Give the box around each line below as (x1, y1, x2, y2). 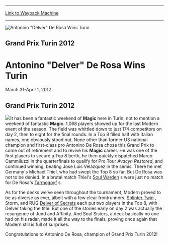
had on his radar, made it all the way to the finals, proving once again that (5, 216, 157, 222)
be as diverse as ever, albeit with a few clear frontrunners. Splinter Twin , (5, 195, 156, 201)
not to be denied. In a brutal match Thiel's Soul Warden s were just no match (5, 174, 163, 180)
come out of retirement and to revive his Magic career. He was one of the (5, 147, 157, 154)
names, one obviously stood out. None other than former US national (5, 137, 148, 143)
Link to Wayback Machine (5, 10, 59, 16)
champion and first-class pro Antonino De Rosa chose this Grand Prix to (5, 142, 154, 148)
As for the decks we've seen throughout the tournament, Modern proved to (5, 190, 161, 196)
